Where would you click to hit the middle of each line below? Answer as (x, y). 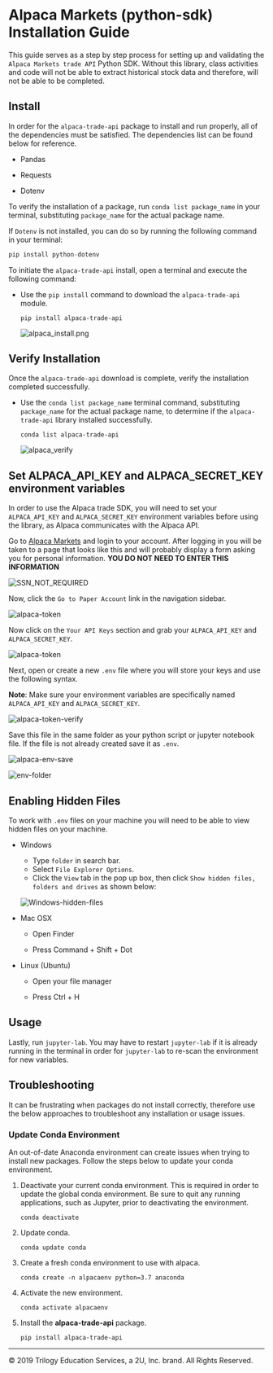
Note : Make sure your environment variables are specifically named (122, 695)
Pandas (33, 159)
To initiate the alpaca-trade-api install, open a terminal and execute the (128, 270)
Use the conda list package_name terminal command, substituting (130, 403)
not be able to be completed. (57, 81)
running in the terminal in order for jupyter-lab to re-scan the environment (133, 1051)
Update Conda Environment (64, 1134)
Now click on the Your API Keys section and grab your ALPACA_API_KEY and (133, 630)
